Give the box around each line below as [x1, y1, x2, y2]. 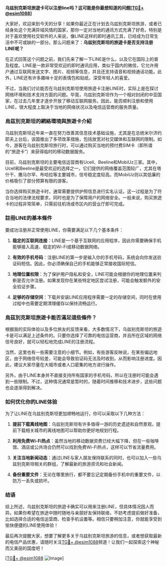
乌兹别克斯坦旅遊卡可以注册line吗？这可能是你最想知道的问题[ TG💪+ [5, 5, 144, 10]
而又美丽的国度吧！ [5, 545, 45, 552]
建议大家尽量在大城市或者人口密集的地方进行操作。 [13, 361, 118, 367]
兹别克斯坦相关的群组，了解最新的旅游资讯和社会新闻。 [12, 461, 126, 467]
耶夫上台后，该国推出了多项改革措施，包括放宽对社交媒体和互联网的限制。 [5, 136, 158, 142]
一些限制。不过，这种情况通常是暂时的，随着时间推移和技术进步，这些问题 [9, 378, 162, 384]
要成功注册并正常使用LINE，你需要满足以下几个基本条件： [5, 226, 124, 233]
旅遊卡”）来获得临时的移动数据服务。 [11, 149, 88, 155]
